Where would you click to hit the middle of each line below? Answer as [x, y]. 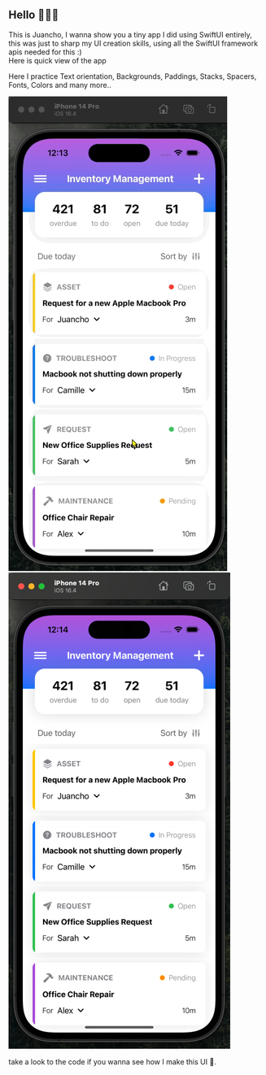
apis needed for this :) [46, 52]
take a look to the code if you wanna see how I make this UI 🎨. [113, 1061]
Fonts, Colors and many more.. [60, 85]
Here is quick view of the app [58, 60]
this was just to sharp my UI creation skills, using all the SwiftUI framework [133, 43]
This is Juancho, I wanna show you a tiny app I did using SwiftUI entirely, [130, 34]
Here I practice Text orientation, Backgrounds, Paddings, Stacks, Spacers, [133, 76]
